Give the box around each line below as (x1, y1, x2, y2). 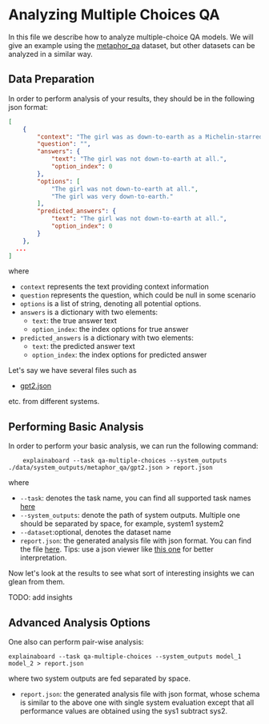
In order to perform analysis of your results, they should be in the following (8, 94, 255, 103)
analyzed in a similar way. (8, 49, 94, 59)
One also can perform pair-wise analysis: (8, 637, 144, 646)
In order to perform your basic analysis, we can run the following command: (8, 441, 259, 451)
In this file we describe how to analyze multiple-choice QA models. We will (8, 32, 254, 42)
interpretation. (19, 553, 67, 563)
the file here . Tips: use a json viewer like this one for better (19, 544, 214, 554)
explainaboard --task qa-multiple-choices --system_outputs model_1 (8, 653, 242, 661)
